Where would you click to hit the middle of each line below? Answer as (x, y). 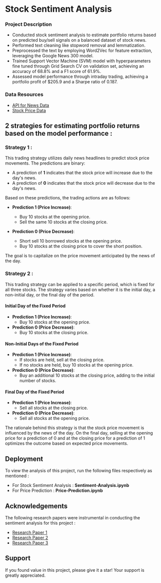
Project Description (29, 24)
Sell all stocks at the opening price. (55, 418)
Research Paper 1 (30, 532)
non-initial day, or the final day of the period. (50, 294)
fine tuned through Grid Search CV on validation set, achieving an (78, 66)
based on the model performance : (59, 134)
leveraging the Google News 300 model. (53, 56)
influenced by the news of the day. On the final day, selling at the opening (79, 433)
